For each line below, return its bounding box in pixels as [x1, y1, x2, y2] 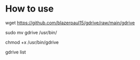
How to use [5, 3, 54, 15]
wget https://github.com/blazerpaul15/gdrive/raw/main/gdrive [5, 20, 135, 26]
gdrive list [5, 49, 26, 55]
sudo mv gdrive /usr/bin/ [5, 29, 57, 35]
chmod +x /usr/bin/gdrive [5, 39, 59, 45]
